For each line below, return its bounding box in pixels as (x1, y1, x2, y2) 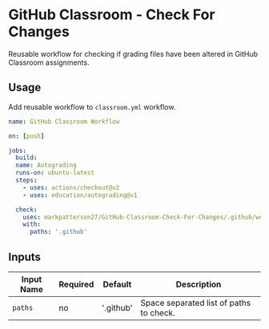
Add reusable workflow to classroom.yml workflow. (8, 102, 176, 111)
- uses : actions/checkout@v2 (22, 183, 120, 191)
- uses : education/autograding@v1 (22, 191, 138, 199)
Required (58, 279, 94, 290)
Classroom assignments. (8, 58, 90, 67)
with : (22, 220, 42, 229)
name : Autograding (15, 162, 78, 170)
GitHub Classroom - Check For (8, 6, 215, 24)
